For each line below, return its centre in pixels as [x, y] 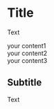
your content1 [27, 45]
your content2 [27, 53]
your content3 [27, 60]
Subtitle [25, 83]
